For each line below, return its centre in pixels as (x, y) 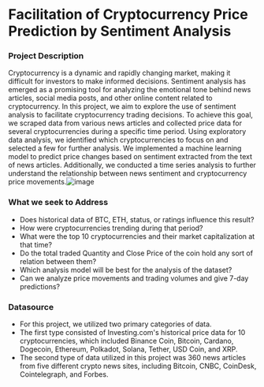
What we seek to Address (58, 203)
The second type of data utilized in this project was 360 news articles (133, 358)
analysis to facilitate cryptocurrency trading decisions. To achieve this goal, (131, 115)
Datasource (31, 307)
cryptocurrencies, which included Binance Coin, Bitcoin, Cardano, (126, 341)
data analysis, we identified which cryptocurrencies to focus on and (118, 140)
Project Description (46, 56)
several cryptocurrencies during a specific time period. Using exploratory (127, 132)
